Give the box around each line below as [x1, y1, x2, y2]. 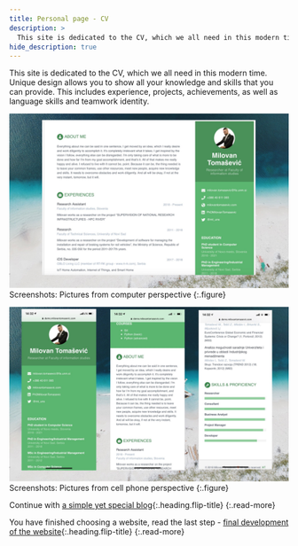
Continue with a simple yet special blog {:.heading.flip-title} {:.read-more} [9, 500, 277, 511]
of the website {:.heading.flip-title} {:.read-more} [9, 526, 184, 537]
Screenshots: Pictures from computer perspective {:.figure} [9, 289, 226, 300]
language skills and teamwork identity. [9, 96, 150, 106]
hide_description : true [9, 43, 98, 51]
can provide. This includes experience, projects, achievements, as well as [9, 87, 278, 97]
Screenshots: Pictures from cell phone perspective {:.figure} [9, 483, 229, 494]
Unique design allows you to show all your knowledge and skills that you [9, 77, 274, 88]
